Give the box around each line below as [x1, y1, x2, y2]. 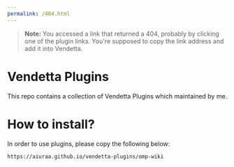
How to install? [7, 116, 96, 132]
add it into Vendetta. [24, 44, 83, 52]
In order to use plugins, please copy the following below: [7, 139, 170, 147]
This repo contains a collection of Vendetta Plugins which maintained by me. [7, 92, 228, 100]
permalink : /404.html [7, 10, 71, 17]
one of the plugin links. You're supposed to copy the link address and [24, 36, 224, 45]
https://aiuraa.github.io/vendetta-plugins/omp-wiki [7, 153, 164, 160]
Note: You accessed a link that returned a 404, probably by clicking [24, 29, 220, 38]
